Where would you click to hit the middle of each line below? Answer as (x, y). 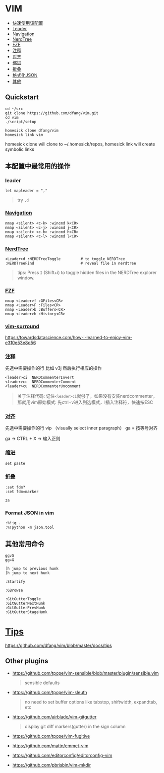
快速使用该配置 (27, 23)
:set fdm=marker (22, 492)
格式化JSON (25, 75)
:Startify (15, 581)
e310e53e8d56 (21, 343)
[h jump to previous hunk (32, 568)
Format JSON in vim (30, 513)
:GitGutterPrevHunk (25, 608)
